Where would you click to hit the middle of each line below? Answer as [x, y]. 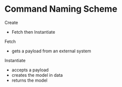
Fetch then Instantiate [33, 32]
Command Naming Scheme [61, 9]
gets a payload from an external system [51, 51]
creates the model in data [37, 75]
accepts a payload [30, 70]
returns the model [29, 80]
